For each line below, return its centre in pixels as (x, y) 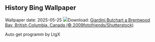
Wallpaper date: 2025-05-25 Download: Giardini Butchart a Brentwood (78, 20)
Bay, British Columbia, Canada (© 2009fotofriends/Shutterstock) (69, 25)
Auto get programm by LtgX (33, 34)
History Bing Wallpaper (41, 8)
